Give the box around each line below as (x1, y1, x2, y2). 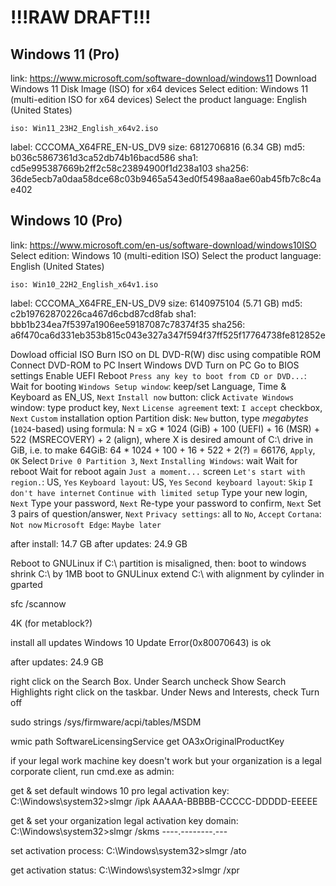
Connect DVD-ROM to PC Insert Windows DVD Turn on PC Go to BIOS (10, 359, 300, 371)
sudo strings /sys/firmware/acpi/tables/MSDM (10, 716, 202, 728)
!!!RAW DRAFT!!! (10, 6, 152, 29)
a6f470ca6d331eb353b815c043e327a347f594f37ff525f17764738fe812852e (10, 329, 326, 341)
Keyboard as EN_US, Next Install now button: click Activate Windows (10, 391, 295, 403)
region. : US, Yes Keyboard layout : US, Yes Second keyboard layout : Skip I (10, 476, 314, 488)
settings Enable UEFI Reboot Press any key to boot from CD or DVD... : (10, 369, 307, 381)
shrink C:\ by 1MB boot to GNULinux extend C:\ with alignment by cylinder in (10, 567, 325, 580)
